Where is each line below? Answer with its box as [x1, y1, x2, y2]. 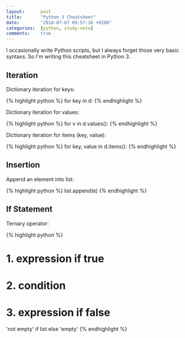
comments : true [6, 31, 51, 37]
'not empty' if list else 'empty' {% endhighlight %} [6, 325, 128, 332]
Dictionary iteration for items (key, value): [6, 131, 107, 139]
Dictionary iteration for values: [6, 109, 80, 116]
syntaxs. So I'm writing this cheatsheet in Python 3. [6, 53, 131, 60]
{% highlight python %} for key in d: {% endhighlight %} [6, 97, 143, 104]
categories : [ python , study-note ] [6, 25, 94, 31]
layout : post [6, 8, 51, 15]
